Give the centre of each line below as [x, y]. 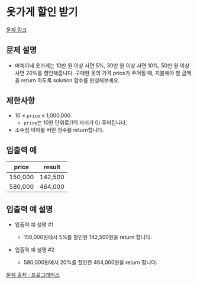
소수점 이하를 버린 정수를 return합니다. [59, 130]
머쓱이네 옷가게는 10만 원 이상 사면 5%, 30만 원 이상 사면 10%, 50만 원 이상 [102, 65]
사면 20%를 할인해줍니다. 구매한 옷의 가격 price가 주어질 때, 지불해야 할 [97, 73]
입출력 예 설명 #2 [35, 250]
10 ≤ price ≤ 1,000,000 [43, 115]
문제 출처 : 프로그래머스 [33, 275]
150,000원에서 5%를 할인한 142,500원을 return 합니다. [88, 237]
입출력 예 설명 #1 [34, 225]
